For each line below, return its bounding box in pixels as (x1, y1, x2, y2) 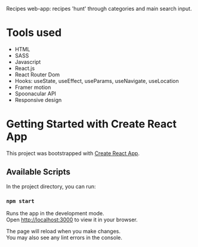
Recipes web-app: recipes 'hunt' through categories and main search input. (6, 5, 192, 12)
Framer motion (14, 84, 51, 91)
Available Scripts (6, 167, 70, 177)
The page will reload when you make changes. (6, 227, 121, 234)
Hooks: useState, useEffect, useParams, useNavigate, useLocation (14, 77, 179, 84)
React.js (14, 64, 35, 72)
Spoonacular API (14, 89, 57, 97)
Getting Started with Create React (6, 118, 177, 131)
